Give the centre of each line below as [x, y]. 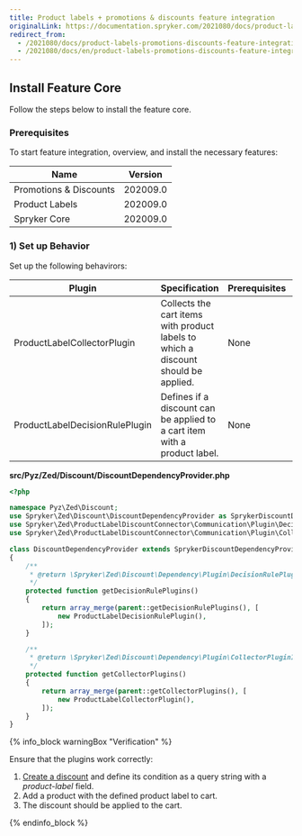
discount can [188, 408]
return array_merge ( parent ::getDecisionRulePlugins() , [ [150, 608]
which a [177, 348]
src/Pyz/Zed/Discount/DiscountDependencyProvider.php [120, 475]
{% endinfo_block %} [49, 823]
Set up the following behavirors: [68, 266]
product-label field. [58, 786]
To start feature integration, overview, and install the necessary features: [144, 152]
